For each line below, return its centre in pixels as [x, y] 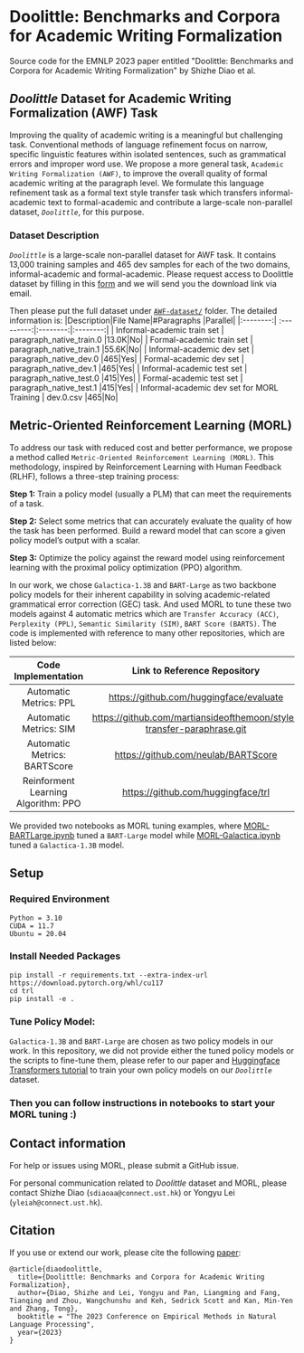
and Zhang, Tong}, [44, 1309]
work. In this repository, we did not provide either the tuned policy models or [152, 1051]
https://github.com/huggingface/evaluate [196, 696]
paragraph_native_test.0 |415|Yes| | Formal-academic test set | [126, 378]
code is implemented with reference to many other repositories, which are [147, 633]
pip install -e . [42, 998]
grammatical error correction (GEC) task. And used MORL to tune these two [151, 604]
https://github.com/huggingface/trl [195, 791]
